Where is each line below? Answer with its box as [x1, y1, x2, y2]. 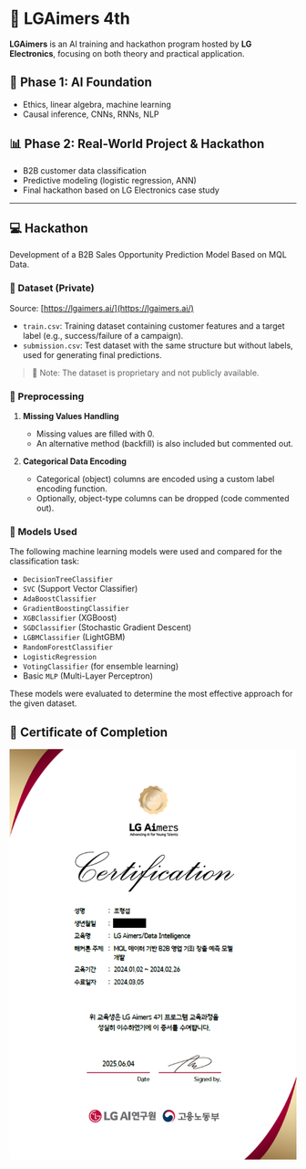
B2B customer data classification [22, 164, 148, 176]
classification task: [9, 556, 80, 567]
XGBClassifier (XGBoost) [22, 612, 117, 624]
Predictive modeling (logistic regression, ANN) [22, 174, 198, 185]
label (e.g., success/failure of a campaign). [22, 330, 184, 341]
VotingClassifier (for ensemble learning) [22, 661, 179, 672]
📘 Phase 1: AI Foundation [9, 75, 152, 90]
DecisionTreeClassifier [22, 575, 114, 584]
